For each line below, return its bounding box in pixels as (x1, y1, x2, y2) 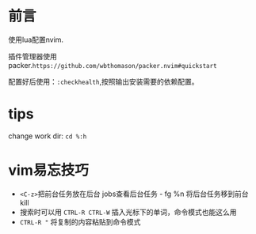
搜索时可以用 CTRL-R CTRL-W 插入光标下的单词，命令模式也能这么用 (19, 207, 237, 217)
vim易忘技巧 (8, 161, 89, 179)
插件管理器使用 (8, 51, 57, 61)
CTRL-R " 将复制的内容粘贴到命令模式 (19, 217, 141, 226)
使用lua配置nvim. (8, 35, 64, 44)
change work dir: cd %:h (8, 131, 87, 141)
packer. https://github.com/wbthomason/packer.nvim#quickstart (8, 60, 217, 70)
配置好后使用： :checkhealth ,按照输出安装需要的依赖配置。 (8, 77, 199, 86)
